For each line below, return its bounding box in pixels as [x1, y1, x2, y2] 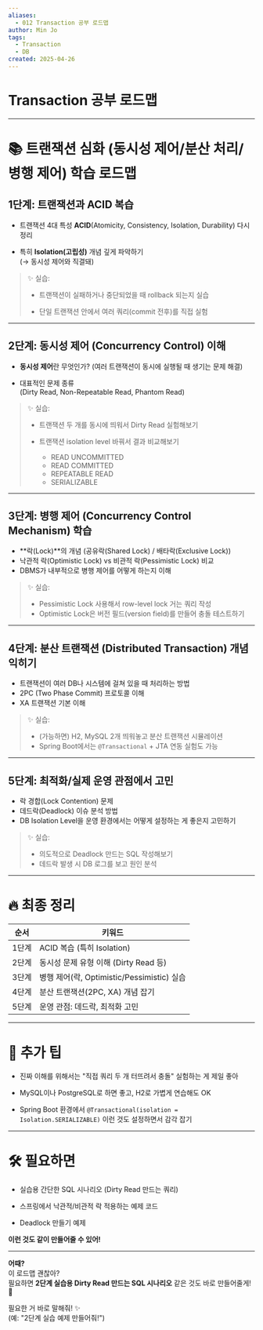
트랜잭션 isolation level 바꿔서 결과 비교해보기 [38, 436, 180, 446]
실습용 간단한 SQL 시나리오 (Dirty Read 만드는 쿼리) [19, 1184, 178, 1193]
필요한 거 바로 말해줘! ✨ [8, 1303, 81, 1313]
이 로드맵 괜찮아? [8, 1268, 60, 1277]
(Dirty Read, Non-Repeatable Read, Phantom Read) [19, 387, 186, 396]
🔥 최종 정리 [8, 897, 76, 915]
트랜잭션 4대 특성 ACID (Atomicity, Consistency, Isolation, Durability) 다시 [19, 220, 250, 230]
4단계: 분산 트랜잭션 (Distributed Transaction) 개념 [8, 641, 249, 655]
